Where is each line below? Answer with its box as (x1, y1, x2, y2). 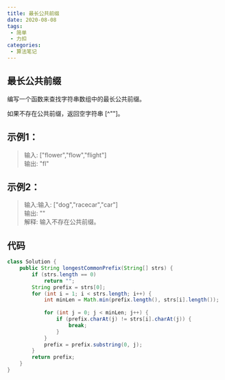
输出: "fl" (23, 159, 49, 168)
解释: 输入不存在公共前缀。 (23, 218, 100, 226)
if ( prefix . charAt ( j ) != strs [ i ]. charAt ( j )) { (56, 316, 192, 322)
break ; (68, 322, 88, 329)
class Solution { (7, 258, 57, 266)
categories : (7, 42, 41, 49)
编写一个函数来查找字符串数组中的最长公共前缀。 (7, 94, 145, 103)
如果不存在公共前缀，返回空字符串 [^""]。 (7, 109, 124, 117)
